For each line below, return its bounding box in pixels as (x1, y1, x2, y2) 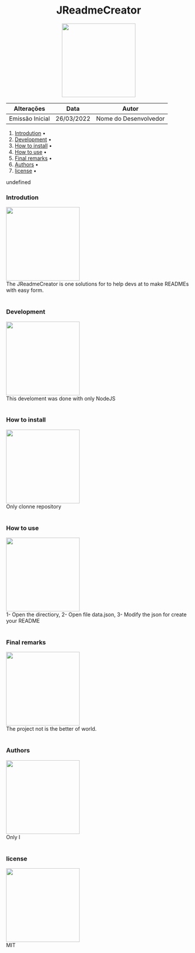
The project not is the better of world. (6, 725, 97, 732)
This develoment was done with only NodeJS (6, 395, 116, 402)
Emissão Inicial (9, 114, 50, 123)
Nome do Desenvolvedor (96, 114, 165, 123)
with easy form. (6, 287, 44, 294)
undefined (6, 178, 31, 186)
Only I (6, 833, 21, 840)
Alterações (14, 104, 45, 113)
